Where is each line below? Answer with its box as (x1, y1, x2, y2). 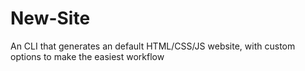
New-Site (10, 7, 91, 30)
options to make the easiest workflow (10, 50, 165, 62)
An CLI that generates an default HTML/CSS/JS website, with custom (10, 40, 296, 52)
